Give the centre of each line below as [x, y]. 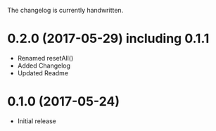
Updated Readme [43, 73]
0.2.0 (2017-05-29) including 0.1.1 [108, 39]
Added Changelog [44, 65]
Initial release [37, 121]
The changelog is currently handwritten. [65, 10]
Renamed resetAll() [45, 58]
